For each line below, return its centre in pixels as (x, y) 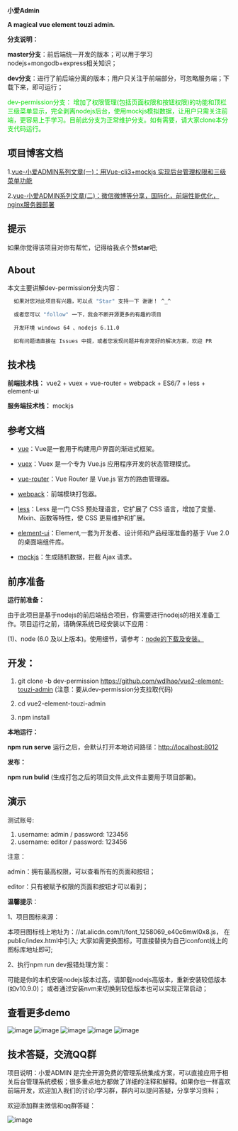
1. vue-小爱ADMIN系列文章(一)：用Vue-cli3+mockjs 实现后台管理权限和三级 (117, 172)
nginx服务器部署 (31, 204)
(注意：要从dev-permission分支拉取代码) (114, 689)
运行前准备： (26, 600)
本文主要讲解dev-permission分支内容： (64, 288)
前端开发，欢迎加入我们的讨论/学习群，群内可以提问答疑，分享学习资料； (114, 1091)
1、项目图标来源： (34, 916)
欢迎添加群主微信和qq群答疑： (52, 1105)
